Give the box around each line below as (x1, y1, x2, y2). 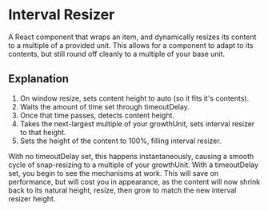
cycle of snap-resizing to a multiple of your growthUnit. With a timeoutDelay (8, 160, 258, 169)
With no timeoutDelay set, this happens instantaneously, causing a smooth (8, 151, 254, 161)
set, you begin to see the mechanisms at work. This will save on (8, 168, 218, 177)
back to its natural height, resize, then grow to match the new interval (8, 185, 237, 195)
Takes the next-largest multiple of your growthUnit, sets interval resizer (19, 118, 255, 129)
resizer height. (8, 193, 56, 203)
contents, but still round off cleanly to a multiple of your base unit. (8, 49, 226, 58)
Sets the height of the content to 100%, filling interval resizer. (19, 136, 222, 145)
